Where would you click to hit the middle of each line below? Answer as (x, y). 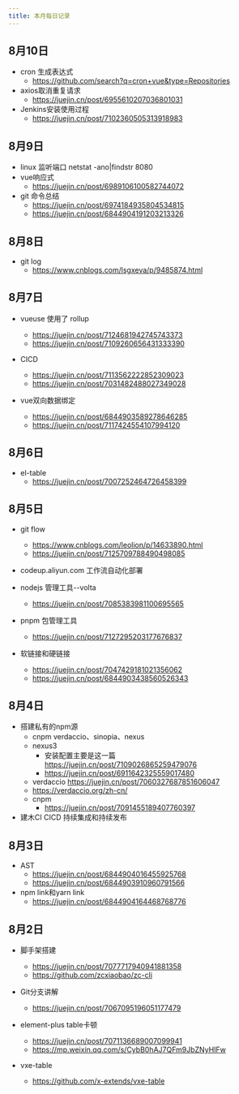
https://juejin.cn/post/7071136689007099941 (107, 1040)
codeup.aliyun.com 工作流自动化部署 (81, 570)
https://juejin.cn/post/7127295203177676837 (107, 636)
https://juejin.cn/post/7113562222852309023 (108, 375)
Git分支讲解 (39, 992)
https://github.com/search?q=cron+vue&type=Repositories (131, 81)
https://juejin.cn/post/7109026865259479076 (120, 765)
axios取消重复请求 (50, 91)
